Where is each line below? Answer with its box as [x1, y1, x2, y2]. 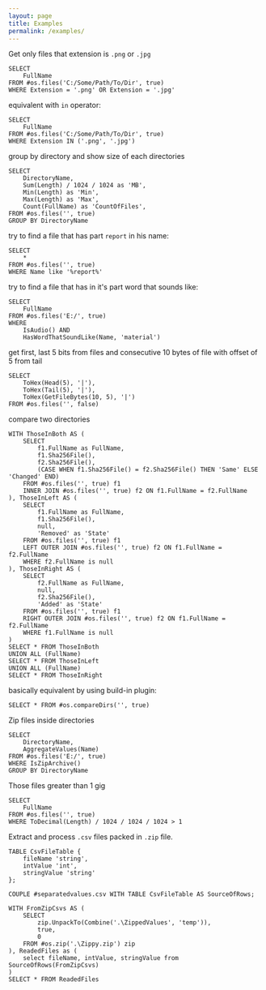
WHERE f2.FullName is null [23, 558, 114, 566]
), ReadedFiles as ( [8, 947, 78, 955]
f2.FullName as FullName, [37, 579, 125, 588]
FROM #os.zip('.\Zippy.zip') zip [23, 940, 136, 949]
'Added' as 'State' [37, 601, 103, 609]
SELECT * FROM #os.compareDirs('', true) [8, 701, 150, 709]
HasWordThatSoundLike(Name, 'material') [23, 333, 161, 341]
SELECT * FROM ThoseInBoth [8, 643, 99, 651]
